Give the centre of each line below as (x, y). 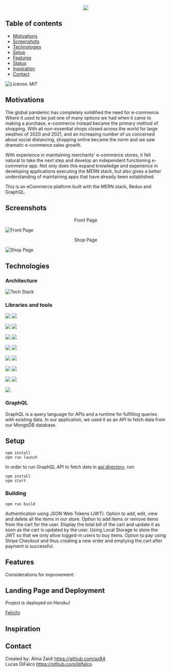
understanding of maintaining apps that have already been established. (80, 176)
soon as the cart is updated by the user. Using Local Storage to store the (82, 530)
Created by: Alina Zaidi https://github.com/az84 (55, 658)
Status (19, 63)
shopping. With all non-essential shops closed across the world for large (82, 128)
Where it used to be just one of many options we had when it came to (78, 118)
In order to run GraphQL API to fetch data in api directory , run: (70, 467)
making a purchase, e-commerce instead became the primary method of (82, 123)
